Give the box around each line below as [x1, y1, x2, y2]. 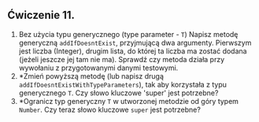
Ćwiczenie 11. [7, 9, 76, 22]
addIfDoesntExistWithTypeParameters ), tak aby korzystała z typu [18, 79, 228, 89]
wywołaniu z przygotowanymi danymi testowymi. [18, 63, 179, 72]
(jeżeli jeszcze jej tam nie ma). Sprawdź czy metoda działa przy [18, 54, 225, 64]
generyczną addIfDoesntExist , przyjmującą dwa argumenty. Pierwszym [18, 38, 252, 47]
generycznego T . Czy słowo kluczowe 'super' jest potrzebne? [18, 88, 219, 98]
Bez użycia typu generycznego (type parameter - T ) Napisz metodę [18, 29, 239, 39]
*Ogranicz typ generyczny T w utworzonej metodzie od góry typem [18, 96, 239, 105]
